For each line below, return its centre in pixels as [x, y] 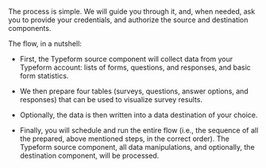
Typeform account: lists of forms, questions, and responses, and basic [135, 67]
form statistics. [44, 76]
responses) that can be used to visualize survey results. [111, 99]
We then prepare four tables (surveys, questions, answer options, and [134, 91]
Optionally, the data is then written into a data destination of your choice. [139, 115]
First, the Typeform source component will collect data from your [126, 59]
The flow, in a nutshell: [45, 44]
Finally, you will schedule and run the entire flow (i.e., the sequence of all [139, 130]
